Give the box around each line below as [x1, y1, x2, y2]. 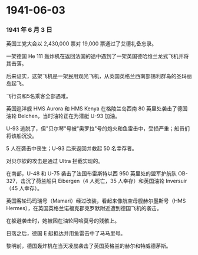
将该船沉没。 [6, 132, 37, 139]
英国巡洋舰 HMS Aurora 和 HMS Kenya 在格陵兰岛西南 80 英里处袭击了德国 [6, 105, 188, 112]
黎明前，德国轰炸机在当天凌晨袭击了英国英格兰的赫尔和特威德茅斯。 [6, 243, 171, 250]
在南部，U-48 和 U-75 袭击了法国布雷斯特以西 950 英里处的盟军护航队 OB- [6, 170, 188, 177]
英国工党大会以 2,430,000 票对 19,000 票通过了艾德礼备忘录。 [6, 40, 157, 47]
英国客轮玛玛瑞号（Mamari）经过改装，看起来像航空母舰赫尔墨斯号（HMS [6, 197, 186, 204]
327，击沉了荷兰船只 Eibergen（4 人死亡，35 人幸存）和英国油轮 [6, 178, 165, 185]
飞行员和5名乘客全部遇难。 [6, 93, 72, 100]
